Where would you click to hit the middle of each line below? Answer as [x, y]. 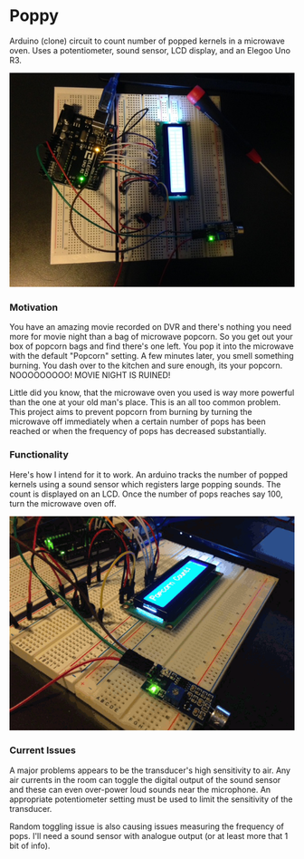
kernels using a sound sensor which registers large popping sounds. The [145, 484]
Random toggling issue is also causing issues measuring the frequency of [147, 826]
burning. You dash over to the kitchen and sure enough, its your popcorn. [146, 366]
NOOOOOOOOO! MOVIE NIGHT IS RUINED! [90, 375]
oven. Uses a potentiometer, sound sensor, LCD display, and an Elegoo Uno [150, 50]
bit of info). [30, 845]
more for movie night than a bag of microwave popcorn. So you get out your [152, 337]
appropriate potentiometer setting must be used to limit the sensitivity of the [151, 799]
